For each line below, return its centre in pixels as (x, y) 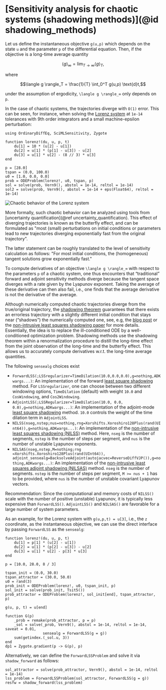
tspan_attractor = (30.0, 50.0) (38, 577)
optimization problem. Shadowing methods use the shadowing (94, 335)
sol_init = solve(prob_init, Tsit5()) (45, 590)
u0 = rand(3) (19, 581)
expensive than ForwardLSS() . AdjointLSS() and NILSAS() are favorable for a (82, 504)
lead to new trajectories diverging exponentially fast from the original (75, 233)
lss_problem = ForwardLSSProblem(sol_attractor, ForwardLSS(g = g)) (77, 678)
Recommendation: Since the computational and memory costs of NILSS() (80, 493)
